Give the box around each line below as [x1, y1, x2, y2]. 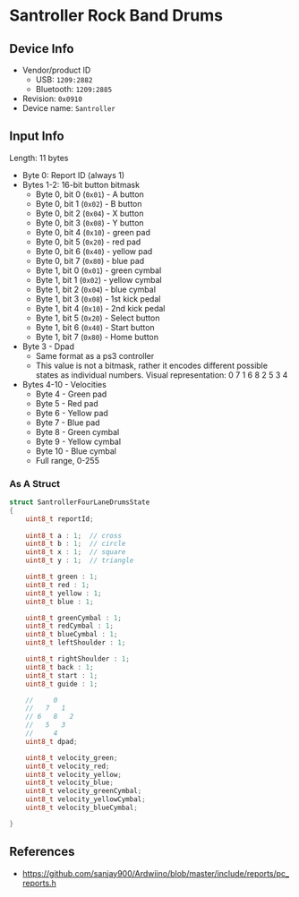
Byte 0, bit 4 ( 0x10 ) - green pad [35, 226, 150, 237]
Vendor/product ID [21, 64, 91, 75]
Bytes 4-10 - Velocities [21, 379, 107, 389]
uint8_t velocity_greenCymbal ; [25, 787, 142, 796]
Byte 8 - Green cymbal [35, 426, 120, 437]
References [9, 844, 75, 859]
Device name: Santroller [21, 103, 116, 113]
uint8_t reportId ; [25, 514, 94, 524]
